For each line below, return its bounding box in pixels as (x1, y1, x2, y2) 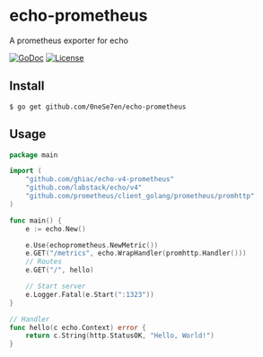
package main (9, 150, 58, 160)
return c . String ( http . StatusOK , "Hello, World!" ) (25, 331, 215, 341)
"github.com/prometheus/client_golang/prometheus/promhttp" (25, 192, 255, 201)
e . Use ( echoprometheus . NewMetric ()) (25, 240, 159, 249)
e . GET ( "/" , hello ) (25, 266, 94, 274)
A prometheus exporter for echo (9, 35, 128, 46)
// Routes (25, 257, 63, 266)
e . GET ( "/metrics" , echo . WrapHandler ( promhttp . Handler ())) (25, 248, 247, 258)
